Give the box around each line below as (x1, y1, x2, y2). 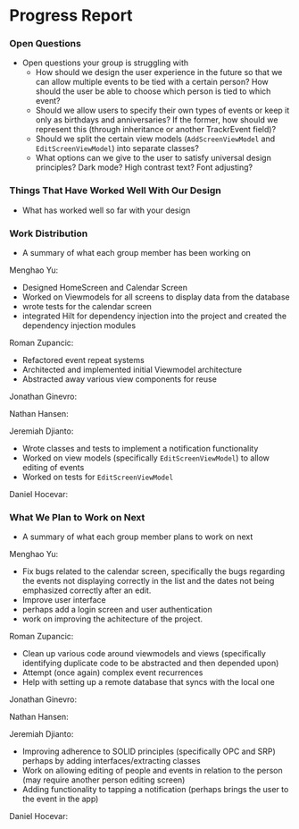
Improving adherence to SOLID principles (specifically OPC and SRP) (21, 746, 277, 757)
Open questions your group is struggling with (21, 57, 189, 68)
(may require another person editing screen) (21, 774, 186, 785)
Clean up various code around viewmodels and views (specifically (21, 648, 266, 659)
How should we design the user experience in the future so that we (35, 67, 283, 78)
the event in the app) (21, 793, 99, 805)
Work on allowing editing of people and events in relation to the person (21, 766, 283, 776)
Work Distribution (9, 227, 88, 240)
